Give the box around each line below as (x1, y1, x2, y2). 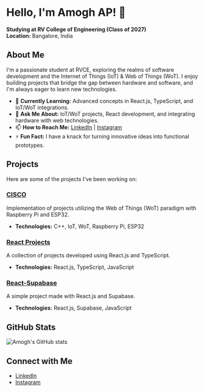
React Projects (6, 238, 51, 246)
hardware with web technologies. (15, 116, 99, 124)
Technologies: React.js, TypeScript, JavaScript (15, 263, 134, 271)
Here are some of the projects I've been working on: (6, 175, 138, 182)
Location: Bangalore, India (6, 32, 73, 39)
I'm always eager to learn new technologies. (6, 85, 118, 93)
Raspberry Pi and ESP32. (6, 210, 69, 218)
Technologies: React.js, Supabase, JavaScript (15, 304, 132, 312)
